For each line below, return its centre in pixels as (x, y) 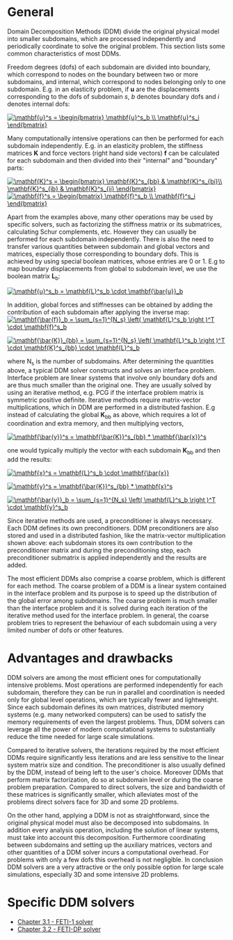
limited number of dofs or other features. (65, 631)
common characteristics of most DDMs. (64, 54)
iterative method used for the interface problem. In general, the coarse (108, 615)
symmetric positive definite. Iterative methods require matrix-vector (104, 400)
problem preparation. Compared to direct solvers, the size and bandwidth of (116, 787)
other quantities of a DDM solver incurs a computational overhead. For (108, 852)
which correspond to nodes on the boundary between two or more (103, 74)
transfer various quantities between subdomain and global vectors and (109, 246)
